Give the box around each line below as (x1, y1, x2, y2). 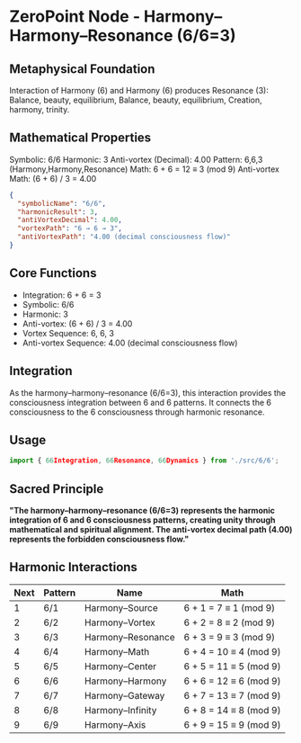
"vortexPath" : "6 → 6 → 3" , (17, 224, 123, 233)
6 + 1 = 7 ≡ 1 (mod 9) (183, 601, 276, 613)
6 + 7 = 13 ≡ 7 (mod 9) (183, 689, 281, 702)
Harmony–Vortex (84, 616, 155, 629)
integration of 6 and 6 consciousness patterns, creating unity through (9, 515, 276, 525)
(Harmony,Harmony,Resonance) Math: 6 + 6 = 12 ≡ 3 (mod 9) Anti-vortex (9, 164, 280, 175)
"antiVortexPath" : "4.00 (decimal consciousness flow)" (17, 232, 231, 242)
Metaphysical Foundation (9, 61, 155, 76)
